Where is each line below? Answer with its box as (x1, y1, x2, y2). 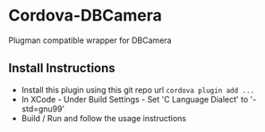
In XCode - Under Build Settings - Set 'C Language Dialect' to (21, 94, 249, 104)
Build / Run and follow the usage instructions (21, 112, 187, 123)
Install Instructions (8, 61, 115, 76)
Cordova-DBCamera (8, 5, 163, 26)
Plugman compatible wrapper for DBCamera (8, 35, 172, 45)
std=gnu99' (21, 103, 65, 114)
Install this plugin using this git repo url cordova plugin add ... (21, 84, 255, 95)
